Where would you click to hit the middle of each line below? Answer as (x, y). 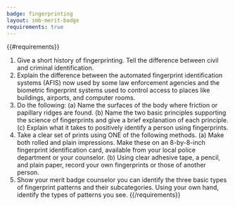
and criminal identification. (55, 68)
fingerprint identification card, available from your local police (106, 150)
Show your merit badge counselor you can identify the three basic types (122, 180)
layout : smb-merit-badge (43, 20)
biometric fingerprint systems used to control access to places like (113, 90)
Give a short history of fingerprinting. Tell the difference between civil (118, 60)
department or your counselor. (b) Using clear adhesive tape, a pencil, (119, 157)
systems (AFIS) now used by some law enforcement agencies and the (118, 83)
